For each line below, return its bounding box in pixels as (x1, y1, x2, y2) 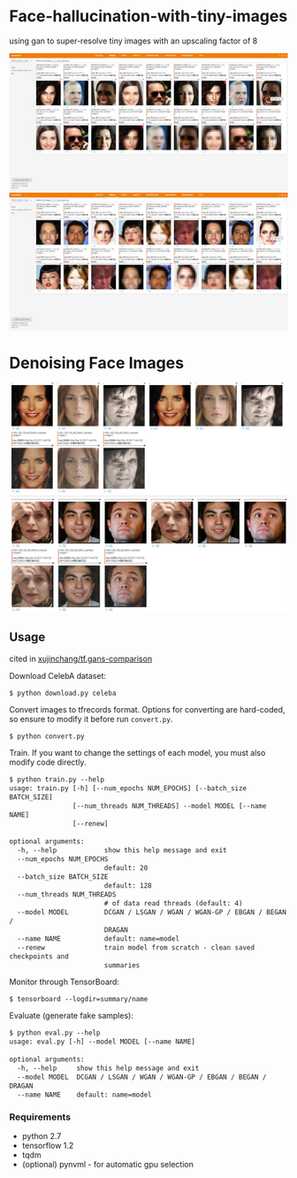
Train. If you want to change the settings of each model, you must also (9, 747, 266, 758)
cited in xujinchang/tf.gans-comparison (9, 653, 153, 664)
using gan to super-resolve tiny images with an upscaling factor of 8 (9, 35, 258, 46)
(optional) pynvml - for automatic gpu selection (21, 1159, 194, 1170)
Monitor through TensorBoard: (9, 976, 119, 987)
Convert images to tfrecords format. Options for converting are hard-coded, (9, 704, 286, 714)
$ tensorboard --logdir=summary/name (9, 994, 148, 1004)
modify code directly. (9, 757, 87, 767)
